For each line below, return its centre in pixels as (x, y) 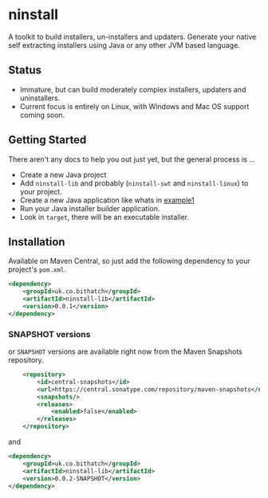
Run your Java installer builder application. (90, 208)
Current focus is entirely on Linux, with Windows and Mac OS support (134, 106)
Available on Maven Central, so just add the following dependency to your (130, 261)
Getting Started (47, 140)
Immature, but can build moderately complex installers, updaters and (133, 89)
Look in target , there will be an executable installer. (104, 217)
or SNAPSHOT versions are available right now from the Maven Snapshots (126, 351)
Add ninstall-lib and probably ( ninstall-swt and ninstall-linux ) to (134, 183)
